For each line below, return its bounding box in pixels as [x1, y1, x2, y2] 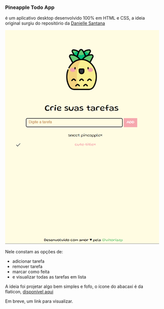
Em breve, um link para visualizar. [5, 298, 73, 304]
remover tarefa [12, 264, 43, 270]
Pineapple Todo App [5, 4, 55, 11]
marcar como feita [12, 269, 50, 275]
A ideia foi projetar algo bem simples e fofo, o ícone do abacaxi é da [5, 283, 144, 289]
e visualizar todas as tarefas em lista [12, 274, 86, 280]
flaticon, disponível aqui [5, 289, 54, 295]
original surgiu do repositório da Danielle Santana [5, 20, 105, 26]
